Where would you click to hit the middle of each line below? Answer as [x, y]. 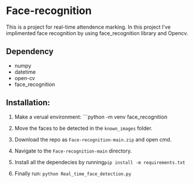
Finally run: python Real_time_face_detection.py [73, 173]
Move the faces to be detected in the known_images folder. [83, 128]
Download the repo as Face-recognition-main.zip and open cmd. [93, 139]
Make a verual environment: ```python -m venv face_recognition [91, 117]
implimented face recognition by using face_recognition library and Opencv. [97, 33]
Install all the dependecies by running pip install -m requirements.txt [100, 162]
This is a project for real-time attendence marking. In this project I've [88, 27]
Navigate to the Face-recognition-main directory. [73, 151]
